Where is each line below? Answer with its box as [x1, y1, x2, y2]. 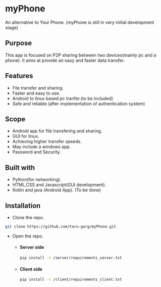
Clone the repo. [12, 215, 45, 220]
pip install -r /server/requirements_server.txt [19, 255, 122, 260]
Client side [19, 266, 43, 272]
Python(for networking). [12, 177, 62, 183]
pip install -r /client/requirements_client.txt [19, 277, 122, 282]
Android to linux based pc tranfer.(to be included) [12, 95, 113, 101]
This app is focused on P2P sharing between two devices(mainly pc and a [5, 52, 157, 58]
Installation [5, 201, 41, 210]
